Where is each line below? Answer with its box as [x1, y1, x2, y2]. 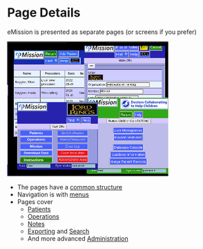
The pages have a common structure [17, 183, 123, 191]
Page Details [7, 5, 81, 21]
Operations [27, 212, 60, 221]
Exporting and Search [27, 227, 90, 235]
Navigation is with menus [17, 190, 90, 199]
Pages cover [17, 197, 53, 205]
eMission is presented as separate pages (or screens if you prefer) [7, 28, 197, 36]
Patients [27, 205, 51, 213]
